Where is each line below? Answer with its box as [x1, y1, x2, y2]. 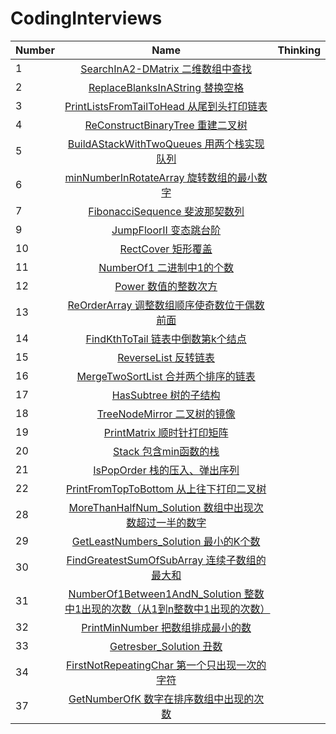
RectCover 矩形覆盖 [119, 242, 213, 256]
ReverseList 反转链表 [117, 350, 216, 364]
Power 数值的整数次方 [114, 279, 218, 293]
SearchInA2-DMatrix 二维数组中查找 [80, 62, 253, 76]
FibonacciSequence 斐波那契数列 [88, 204, 245, 218]
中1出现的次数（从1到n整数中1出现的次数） [64, 602, 271, 616]
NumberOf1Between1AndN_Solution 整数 [68, 587, 265, 601]
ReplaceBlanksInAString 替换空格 [88, 80, 245, 94]
